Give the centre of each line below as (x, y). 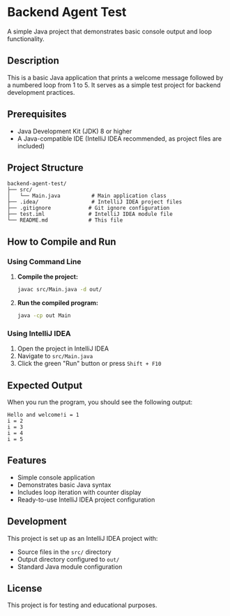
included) (31, 146)
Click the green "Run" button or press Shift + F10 (89, 364)
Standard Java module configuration (70, 567)
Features (27, 461)
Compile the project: (48, 277)
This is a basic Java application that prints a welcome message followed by (115, 77)
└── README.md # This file (65, 220)
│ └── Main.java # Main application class (87, 196)
